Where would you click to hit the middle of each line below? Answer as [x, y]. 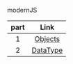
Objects [47, 39]
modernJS [22, 10]
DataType [47, 50]
